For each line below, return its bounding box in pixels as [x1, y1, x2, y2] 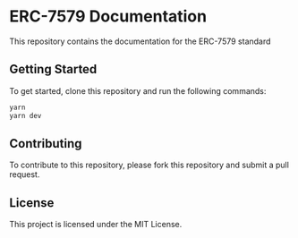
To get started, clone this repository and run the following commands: [9, 85, 267, 96]
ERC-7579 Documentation [9, 6, 208, 27]
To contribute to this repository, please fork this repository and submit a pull [9, 159, 289, 171]
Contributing [9, 136, 82, 151]
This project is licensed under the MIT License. [9, 219, 183, 230]
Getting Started [9, 62, 98, 77]
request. [9, 169, 40, 180]
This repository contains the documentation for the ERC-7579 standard [9, 36, 271, 47]
